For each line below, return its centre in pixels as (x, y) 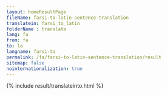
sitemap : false (26, 63)
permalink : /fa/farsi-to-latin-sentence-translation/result (84, 57)
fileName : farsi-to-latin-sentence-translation (68, 18)
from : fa (17, 40)
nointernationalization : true (45, 69)
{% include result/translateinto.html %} (55, 86)
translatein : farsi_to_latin (43, 23)
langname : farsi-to (31, 52)
